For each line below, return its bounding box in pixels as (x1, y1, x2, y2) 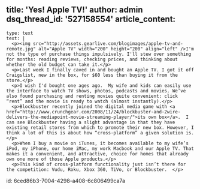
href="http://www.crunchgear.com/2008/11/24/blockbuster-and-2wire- (6, 109, 181, 115)
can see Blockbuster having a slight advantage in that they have (6, 119, 175, 125)
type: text (6, 30, 34, 36)
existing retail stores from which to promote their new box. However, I (6, 124, 195, 131)
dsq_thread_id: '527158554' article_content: (6, 14, 175, 25)
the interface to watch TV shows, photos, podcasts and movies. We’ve (6, 88, 186, 94)
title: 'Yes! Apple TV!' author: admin (6, 5, 143, 15)
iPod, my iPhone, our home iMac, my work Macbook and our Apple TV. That (6, 145, 195, 152)
